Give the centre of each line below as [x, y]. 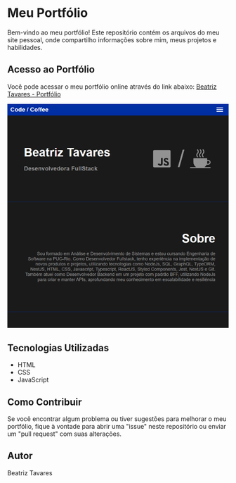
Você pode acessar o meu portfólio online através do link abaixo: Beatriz [112, 87]
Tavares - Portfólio [34, 94]
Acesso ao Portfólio [51, 69]
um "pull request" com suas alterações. [64, 434]
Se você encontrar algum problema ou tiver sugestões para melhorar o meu [117, 419]
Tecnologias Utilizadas [58, 347]
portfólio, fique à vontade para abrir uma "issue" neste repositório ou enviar [117, 426]
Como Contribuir [45, 402]
